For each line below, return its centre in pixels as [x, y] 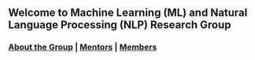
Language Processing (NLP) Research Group [120, 25]
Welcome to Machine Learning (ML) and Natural [128, 13]
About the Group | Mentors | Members [83, 48]
